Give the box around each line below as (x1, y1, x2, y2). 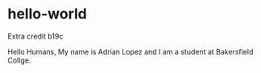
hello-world (7, 5, 88, 23)
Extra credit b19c (7, 31, 64, 41)
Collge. (7, 55, 31, 65)
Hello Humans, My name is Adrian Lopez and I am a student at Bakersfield (7, 47, 254, 56)
